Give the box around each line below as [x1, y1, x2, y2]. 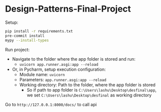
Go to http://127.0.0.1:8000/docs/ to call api [5, 101, 97, 107]
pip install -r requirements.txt [5, 29, 73, 33]
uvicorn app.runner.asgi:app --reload [19, 62, 99, 67]
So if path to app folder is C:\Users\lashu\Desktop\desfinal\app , [26, 87, 157, 93]
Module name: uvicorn [19, 71, 65, 77]
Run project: [5, 47, 30, 52]
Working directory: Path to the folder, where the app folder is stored [19, 81, 156, 88]
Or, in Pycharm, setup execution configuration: [12, 66, 106, 72]
